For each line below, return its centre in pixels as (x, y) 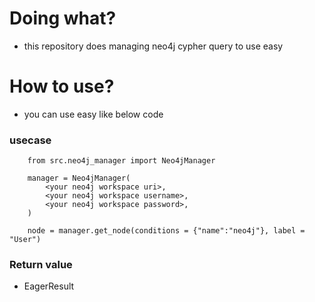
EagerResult (49, 286)
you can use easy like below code (93, 114)
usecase (30, 140)
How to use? (62, 86)
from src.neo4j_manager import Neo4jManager (121, 161)
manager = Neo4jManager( (79, 178)
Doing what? (63, 18)
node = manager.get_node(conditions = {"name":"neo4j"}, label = (166, 231)
